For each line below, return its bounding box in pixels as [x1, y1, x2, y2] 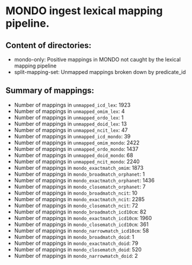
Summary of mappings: [5, 86, 94, 96]
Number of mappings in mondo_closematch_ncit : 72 [14, 202, 139, 209]
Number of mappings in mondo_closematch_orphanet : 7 [14, 183, 146, 190]
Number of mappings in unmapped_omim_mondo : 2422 [14, 139, 140, 146]
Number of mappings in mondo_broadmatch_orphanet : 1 [14, 170, 145, 177]
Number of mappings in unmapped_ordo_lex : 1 [14, 114, 124, 121]
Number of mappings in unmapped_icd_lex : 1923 [14, 101, 131, 108]
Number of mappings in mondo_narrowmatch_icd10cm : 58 [14, 227, 149, 234]
